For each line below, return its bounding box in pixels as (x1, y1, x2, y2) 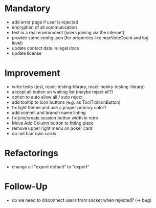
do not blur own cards (11, 130, 57, 136)
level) (11, 40, 23, 46)
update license (11, 50, 42, 56)
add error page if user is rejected (11, 19, 79, 25)
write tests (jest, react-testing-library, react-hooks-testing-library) (11, 84, 145, 90)
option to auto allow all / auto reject (11, 94, 83, 100)
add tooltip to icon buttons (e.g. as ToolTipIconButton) (11, 99, 121, 105)
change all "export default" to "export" (11, 163, 89, 169)
